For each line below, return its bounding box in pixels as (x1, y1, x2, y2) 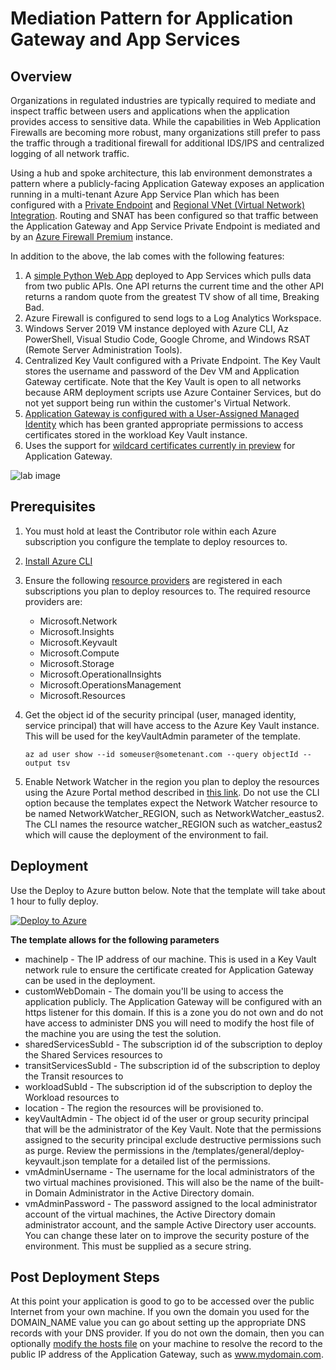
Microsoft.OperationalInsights (39, 668, 162, 680)
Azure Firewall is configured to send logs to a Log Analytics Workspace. (24, 312, 322, 324)
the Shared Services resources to (24, 1048, 163, 1061)
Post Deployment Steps (10, 1269, 160, 1286)
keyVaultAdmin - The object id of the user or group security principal (24, 1112, 310, 1124)
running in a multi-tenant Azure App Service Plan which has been (10, 188, 280, 200)
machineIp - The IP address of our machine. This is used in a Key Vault (24, 953, 317, 965)
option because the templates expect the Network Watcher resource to (24, 797, 318, 809)
